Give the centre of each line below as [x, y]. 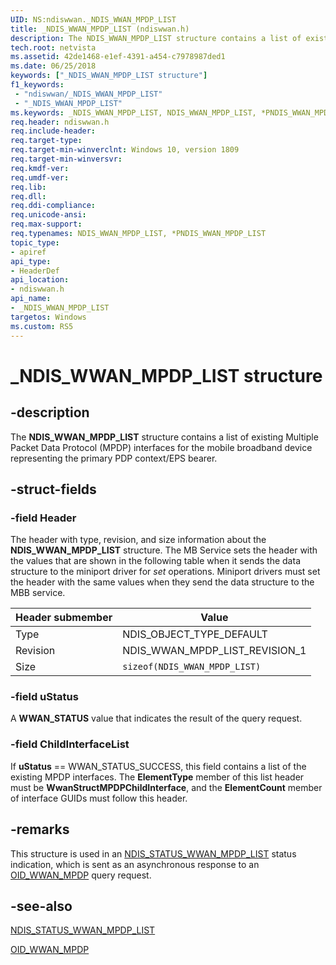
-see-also [41, 906]
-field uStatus [44, 697]
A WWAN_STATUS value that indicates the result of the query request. [156, 718]
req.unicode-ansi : [48, 215]
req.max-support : [46, 224]
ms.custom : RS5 [42, 326]
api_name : [31, 299]
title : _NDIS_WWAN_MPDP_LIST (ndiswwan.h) [100, 29]
